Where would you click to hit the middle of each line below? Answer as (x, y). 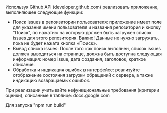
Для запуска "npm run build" (36, 105)
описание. (24, 65)
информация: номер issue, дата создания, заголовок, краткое (79, 59)
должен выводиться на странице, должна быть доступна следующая (87, 54)
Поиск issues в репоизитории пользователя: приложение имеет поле (87, 22)
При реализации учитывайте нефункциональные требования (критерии (82, 90)
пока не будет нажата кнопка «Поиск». (55, 43)
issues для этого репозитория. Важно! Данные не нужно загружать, (86, 38)
